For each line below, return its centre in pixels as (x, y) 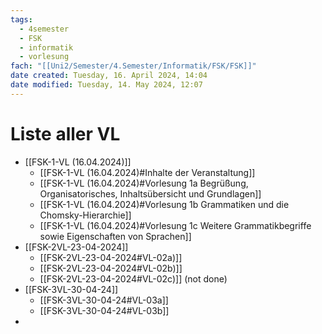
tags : (21, 19)
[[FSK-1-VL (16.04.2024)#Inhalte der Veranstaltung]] (147, 172)
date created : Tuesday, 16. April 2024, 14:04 (109, 76)
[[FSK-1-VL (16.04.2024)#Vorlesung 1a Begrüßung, (144, 183)
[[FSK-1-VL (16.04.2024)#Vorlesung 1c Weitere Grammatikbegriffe (175, 225)
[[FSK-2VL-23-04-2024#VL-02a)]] (111, 257)
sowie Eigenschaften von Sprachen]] (115, 236)
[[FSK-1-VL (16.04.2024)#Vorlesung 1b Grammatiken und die (164, 204)
